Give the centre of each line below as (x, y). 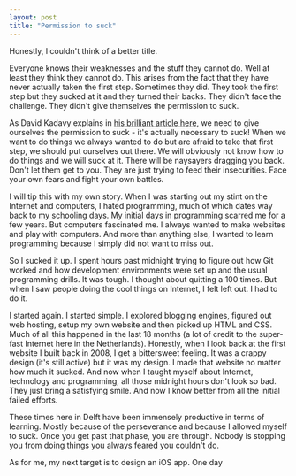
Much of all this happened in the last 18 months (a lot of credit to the (133, 334)
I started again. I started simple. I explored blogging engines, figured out (140, 315)
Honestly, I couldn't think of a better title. (83, 50)
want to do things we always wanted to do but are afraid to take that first (141, 142)
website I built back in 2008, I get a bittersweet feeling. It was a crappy (138, 353)
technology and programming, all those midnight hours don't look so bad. (143, 380)
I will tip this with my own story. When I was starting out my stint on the (138, 196)
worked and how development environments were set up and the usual (138, 270)
